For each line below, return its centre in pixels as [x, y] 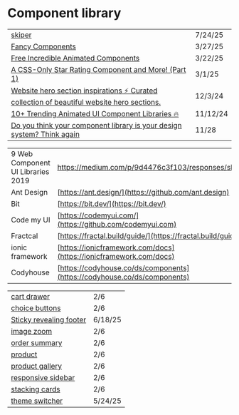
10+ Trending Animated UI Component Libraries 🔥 [95, 113]
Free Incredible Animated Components [75, 58]
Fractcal [25, 235]
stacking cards [36, 389]
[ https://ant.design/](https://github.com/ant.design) [143, 192]
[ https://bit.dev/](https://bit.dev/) [112, 203]
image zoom [32, 331]
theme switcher [37, 401]
